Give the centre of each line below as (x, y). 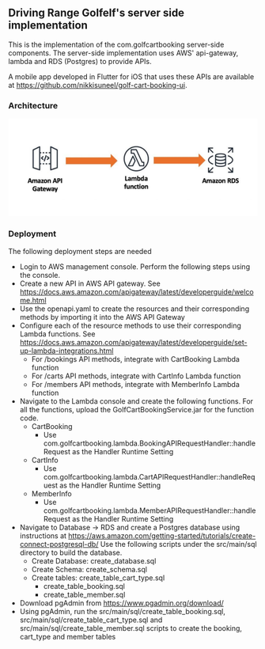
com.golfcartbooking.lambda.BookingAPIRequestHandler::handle (149, 443)
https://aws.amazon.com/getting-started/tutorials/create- (162, 535)
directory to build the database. (71, 552)
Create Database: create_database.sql (94, 560)
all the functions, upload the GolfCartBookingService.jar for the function (137, 409)
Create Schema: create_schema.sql (89, 569)
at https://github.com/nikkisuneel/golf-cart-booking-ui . (98, 85)
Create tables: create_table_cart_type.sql (98, 578)
